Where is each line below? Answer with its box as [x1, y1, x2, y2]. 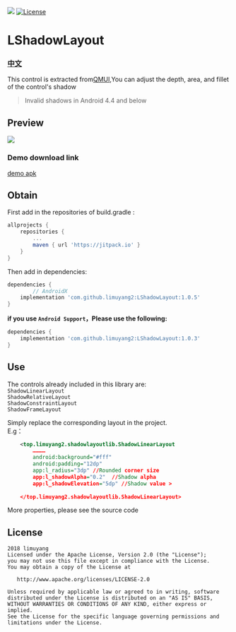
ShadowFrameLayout [7, 406, 61, 413]
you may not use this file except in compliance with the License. [7, 558, 211, 565]
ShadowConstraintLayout [7, 400, 78, 407]
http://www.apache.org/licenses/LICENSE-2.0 [16, 576, 151, 583]
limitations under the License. [7, 619, 102, 626]
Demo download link [7, 153, 79, 162]
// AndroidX [33, 287, 69, 294]
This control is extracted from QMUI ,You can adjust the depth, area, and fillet [7, 75, 230, 84]
